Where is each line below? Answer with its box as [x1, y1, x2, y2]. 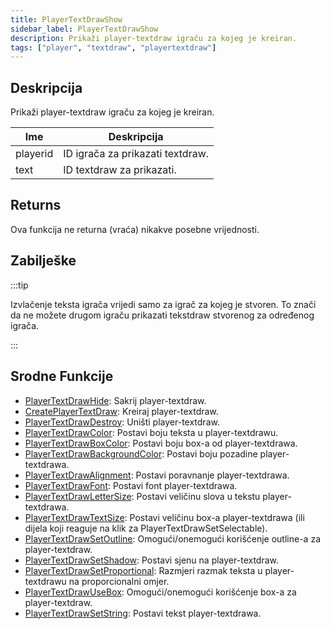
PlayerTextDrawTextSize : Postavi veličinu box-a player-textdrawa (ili [24, 511, 305, 523]
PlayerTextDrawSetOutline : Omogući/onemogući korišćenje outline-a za [24, 532, 321, 545]
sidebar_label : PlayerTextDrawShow [10, 24, 159, 34]
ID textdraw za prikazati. [63, 163, 177, 177]
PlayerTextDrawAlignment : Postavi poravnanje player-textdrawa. [24, 469, 290, 481]
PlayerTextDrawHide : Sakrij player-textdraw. [24, 394, 207, 406]
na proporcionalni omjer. [68, 575, 170, 587]
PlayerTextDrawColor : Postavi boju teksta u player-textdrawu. [24, 426, 279, 438]
